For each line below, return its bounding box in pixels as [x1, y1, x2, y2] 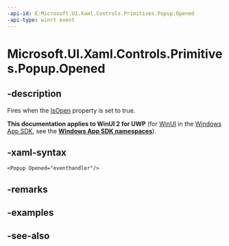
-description [7, 88, 62, 100]
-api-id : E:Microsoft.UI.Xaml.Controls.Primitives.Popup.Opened [7, 10, 195, 17]
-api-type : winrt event [7, 16, 75, 23]
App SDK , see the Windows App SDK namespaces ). [7, 126, 156, 135]
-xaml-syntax [7, 146, 67, 158]
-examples [7, 207, 54, 219]
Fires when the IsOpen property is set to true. [7, 106, 136, 114]
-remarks [7, 183, 48, 195]
